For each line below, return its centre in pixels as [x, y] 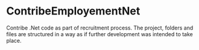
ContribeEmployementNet [73, 11]
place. [14, 40]
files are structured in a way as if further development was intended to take [99, 34]
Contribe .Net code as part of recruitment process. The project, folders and [100, 28]
